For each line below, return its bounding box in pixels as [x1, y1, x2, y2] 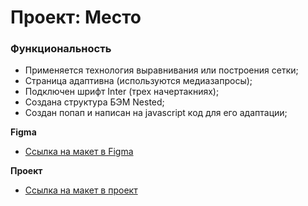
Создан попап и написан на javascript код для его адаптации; [24, 107, 288, 119]
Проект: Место [10, 6, 142, 29]
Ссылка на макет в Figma [24, 146, 134, 158]
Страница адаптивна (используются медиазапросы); [24, 75, 253, 87]
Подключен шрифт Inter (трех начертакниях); [24, 86, 220, 98]
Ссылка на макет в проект [24, 184, 138, 196]
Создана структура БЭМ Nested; [24, 96, 165, 108]
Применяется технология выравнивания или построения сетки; [24, 64, 299, 76]
